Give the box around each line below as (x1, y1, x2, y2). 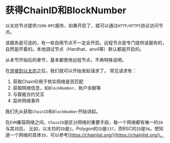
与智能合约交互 (12, 91, 45, 97)
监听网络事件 (12, 97, 40, 103)
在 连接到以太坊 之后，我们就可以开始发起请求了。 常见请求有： (5, 67, 137, 74)
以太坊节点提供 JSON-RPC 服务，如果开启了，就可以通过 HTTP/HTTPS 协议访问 (5, 22, 159, 28)
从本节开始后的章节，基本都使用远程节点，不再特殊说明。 (5, 56, 126, 63)
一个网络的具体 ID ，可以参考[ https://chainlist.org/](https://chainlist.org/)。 (9, 132, 165, 138)
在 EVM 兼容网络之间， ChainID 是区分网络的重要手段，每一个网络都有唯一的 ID (5, 119, 163, 125)
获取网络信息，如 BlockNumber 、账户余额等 (12, 84, 101, 91)
